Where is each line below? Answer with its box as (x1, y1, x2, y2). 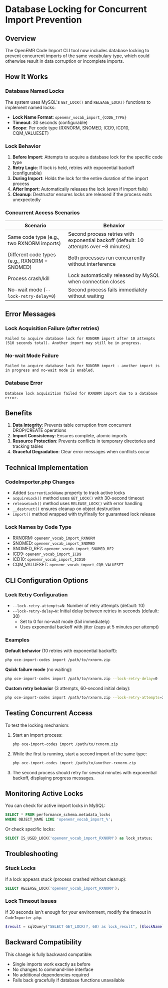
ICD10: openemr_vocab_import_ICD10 (12, 556, 86, 562)
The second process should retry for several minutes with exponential (12, 769, 157, 775)
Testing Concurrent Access (5, 709, 93, 718)
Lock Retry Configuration (5, 591, 68, 598)
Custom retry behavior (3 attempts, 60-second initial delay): (5, 686, 131, 692)
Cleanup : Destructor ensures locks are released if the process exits (12, 191, 152, 197)
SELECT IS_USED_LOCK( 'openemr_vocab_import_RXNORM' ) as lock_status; (5, 836, 153, 841)
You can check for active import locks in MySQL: (5, 802, 106, 808)
